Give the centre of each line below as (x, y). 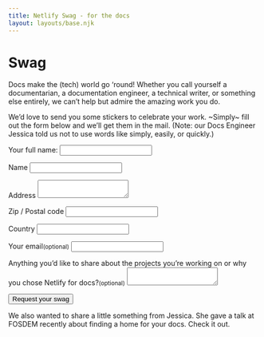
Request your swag (41, 299)
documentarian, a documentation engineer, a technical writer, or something (132, 93)
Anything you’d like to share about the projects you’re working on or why (128, 264)
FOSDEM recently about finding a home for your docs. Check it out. (119, 324)
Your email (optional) (39, 246)
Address (22, 196)
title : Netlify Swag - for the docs (69, 16)
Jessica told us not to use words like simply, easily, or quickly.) (111, 134)
